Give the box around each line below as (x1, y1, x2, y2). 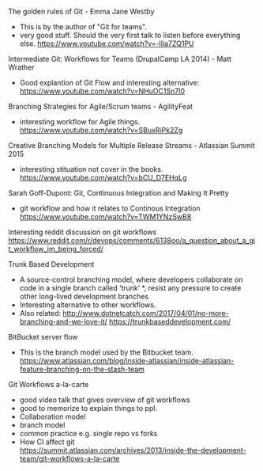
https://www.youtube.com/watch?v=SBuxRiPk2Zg (19, 126, 183, 135)
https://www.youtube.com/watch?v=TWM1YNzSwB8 (19, 212, 192, 221)
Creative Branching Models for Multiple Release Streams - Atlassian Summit (8, 141, 255, 150)
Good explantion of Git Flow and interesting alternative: (19, 78, 200, 87)
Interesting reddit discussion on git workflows (8, 227, 157, 237)
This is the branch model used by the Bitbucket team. (19, 348, 193, 357)
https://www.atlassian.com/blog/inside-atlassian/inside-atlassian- (19, 356, 235, 365)
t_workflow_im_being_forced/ (8, 245, 104, 253)
